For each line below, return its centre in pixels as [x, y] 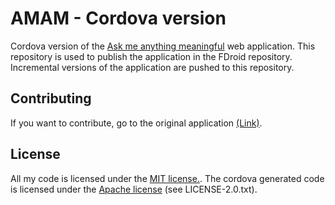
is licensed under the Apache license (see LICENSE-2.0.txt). [134, 189]
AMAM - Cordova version [118, 18]
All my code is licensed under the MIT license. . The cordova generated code [167, 178]
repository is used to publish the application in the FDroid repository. [151, 56]
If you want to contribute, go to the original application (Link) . [136, 123]
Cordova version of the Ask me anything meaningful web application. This [163, 46]
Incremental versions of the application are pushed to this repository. [152, 67]
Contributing [51, 98]
